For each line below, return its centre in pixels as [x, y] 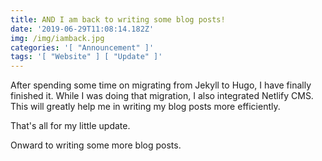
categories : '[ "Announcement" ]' [82, 47]
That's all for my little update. [70, 126]
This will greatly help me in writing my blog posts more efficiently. [145, 107]
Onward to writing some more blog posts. [96, 145]
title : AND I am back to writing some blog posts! [118, 19]
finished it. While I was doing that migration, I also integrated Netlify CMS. [162, 96]
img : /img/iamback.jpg [57, 38]
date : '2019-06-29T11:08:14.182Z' [82, 29]
